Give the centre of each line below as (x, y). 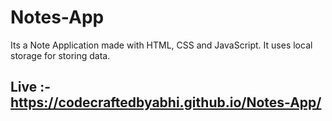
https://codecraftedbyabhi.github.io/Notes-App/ (166, 102)
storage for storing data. (60, 55)
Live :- (31, 87)
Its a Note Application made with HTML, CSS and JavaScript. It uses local (161, 45)
